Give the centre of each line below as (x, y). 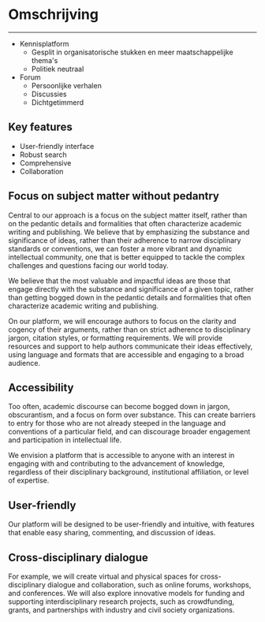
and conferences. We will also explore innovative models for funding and (127, 593)
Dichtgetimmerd (58, 102)
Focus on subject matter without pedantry (114, 196)
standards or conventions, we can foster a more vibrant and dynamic (120, 248)
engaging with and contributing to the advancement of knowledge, (117, 464)
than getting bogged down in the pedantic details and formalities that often (130, 297)
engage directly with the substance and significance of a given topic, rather (131, 289)
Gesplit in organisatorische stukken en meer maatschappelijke (132, 52)
